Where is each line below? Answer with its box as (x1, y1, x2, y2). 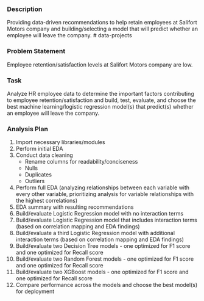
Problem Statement (7, 47, 66, 56)
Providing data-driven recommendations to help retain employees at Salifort (7, 19, 197, 26)
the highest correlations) (15, 197, 78, 205)
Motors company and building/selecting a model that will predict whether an (7, 25, 199, 32)
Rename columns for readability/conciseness (24, 158, 138, 165)
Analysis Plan (7, 125, 48, 133)
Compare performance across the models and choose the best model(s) (15, 281, 198, 289)
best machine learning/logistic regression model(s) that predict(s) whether (7, 103, 194, 110)
